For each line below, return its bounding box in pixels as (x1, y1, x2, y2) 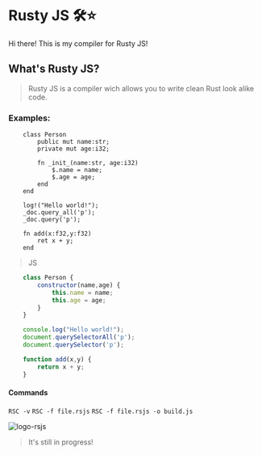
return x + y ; (37, 363, 85, 371)
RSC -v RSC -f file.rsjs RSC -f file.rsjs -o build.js (8, 407, 193, 415)
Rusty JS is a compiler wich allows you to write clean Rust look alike (27, 83, 255, 93)
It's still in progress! (27, 437, 94, 447)
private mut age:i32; (37, 145, 110, 154)
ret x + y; (37, 237, 74, 245)
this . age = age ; (51, 296, 106, 304)
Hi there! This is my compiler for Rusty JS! (8, 38, 148, 48)
